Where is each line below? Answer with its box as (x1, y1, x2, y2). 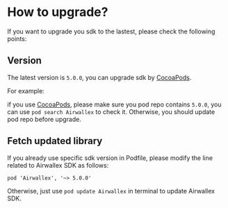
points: (7, 34, 27, 42)
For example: (7, 86, 45, 95)
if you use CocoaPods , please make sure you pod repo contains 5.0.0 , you (7, 100, 222, 109)
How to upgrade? (7, 4, 108, 20)
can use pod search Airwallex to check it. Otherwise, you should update (7, 107, 215, 115)
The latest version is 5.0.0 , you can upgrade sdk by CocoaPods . (7, 73, 192, 81)
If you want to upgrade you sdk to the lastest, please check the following (7, 27, 215, 35)
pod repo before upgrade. (7, 115, 81, 123)
